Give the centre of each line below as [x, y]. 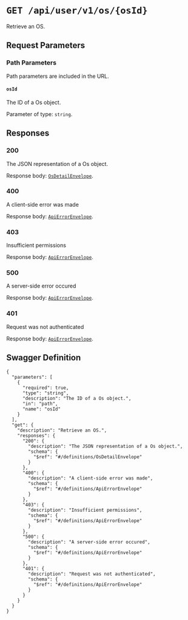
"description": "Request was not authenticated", [92, 574]
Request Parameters [46, 45]
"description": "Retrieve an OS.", [62, 430]
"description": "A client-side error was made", [91, 478]
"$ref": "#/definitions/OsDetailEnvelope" [88, 457]
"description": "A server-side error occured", [89, 542]
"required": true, [45, 388]
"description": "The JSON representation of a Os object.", [106, 446]
